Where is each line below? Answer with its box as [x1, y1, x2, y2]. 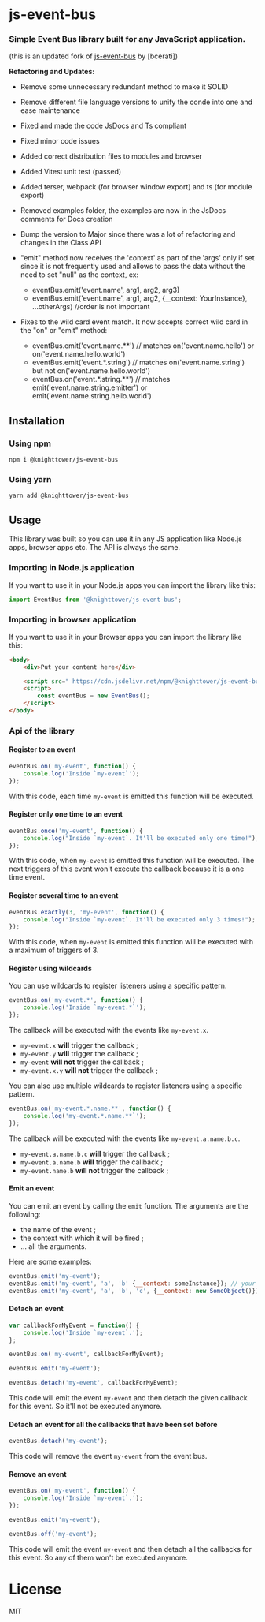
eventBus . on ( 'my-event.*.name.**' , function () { [9, 1104, 171, 1113]
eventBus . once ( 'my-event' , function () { [9, 827, 144, 835]
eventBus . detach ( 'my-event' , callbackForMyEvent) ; [9, 1379, 179, 1387]
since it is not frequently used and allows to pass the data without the [20, 262, 246, 271]
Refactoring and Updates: [9, 67, 95, 77]
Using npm [9, 438, 52, 449]
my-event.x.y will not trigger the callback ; [20, 1066, 158, 1075]
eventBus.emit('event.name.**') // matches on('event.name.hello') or [31, 341, 255, 350]
